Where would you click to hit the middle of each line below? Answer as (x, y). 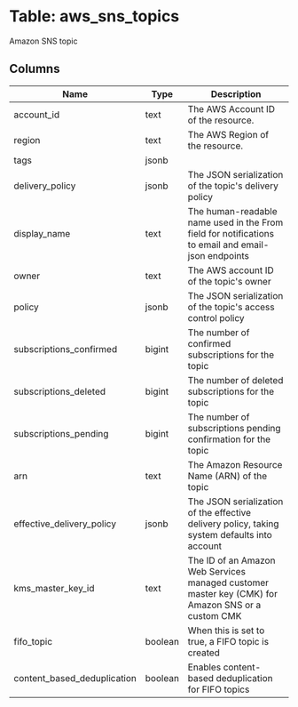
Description (236, 93)
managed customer (228, 582)
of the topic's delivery (233, 186)
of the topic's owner (230, 281)
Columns (35, 69)
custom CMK (215, 615)
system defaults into (230, 534)
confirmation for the (229, 439)
